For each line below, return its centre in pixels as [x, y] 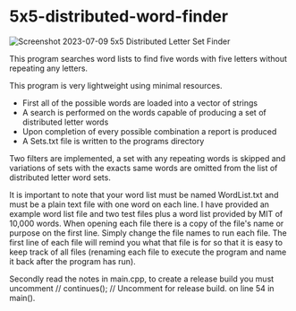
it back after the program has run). [72, 261]
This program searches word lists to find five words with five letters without [148, 58]
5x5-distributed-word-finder [119, 17]
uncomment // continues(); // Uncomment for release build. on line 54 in [142, 288]
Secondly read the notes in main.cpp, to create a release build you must [142, 279]
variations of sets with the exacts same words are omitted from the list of [144, 168]
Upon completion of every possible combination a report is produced [149, 131]
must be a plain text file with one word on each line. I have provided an [140, 204]
